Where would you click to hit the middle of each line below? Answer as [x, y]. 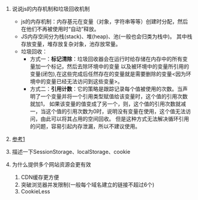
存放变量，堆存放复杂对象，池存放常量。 [71, 44]
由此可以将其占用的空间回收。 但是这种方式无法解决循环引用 [115, 119]
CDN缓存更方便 [40, 177]
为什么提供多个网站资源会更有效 [51, 164]
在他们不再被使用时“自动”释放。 [60, 29]
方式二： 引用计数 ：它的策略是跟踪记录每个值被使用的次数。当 [106, 89]
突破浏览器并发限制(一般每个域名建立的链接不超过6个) [88, 185]
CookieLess [35, 191]
